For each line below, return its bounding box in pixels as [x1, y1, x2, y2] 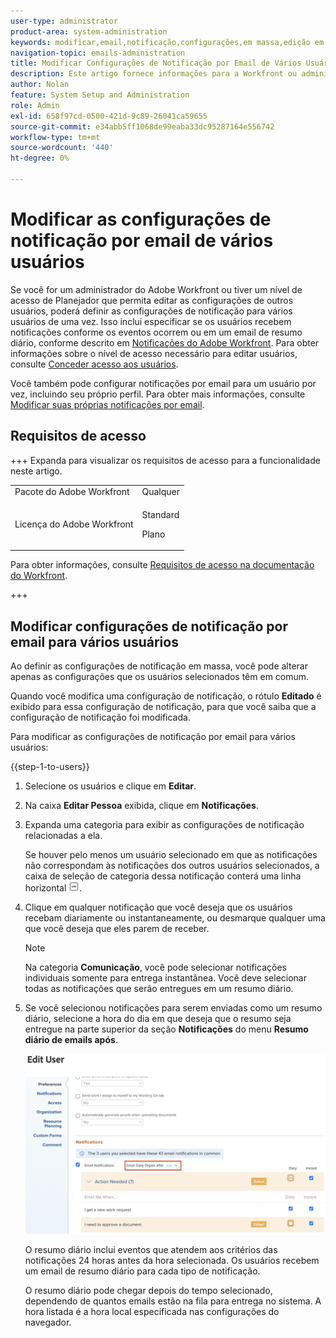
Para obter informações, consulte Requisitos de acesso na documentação [10, 559, 315, 571]
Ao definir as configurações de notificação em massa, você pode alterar [10, 660, 308, 672]
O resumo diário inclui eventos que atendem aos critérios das [24, 1243, 278, 1255]
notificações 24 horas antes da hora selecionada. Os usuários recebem [24, 1254, 320, 1266]
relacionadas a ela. [24, 829, 103, 841]
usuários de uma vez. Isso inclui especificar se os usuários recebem [10, 315, 292, 327]
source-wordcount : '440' [10, 143, 114, 153]
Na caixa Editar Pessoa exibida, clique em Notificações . [24, 799, 259, 811]
